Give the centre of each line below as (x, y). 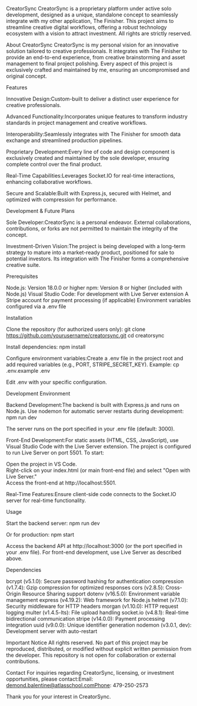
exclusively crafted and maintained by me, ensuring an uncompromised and (98, 70)
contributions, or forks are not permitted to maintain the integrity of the (92, 228)
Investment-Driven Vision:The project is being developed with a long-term (96, 246)
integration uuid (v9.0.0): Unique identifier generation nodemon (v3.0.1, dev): (99, 625)
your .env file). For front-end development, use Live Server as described (94, 552)
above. (14, 558)
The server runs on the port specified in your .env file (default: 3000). (91, 429)
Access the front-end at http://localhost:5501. (61, 483)
